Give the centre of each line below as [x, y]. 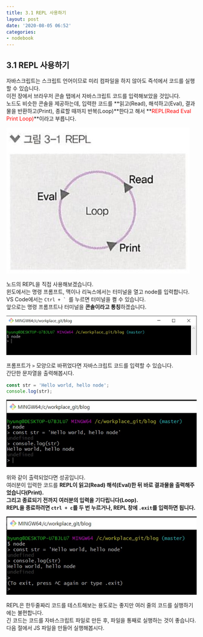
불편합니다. [31, 613]
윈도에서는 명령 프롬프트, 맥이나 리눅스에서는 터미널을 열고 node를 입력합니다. [98, 292]
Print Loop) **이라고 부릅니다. [41, 119]
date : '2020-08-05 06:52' [39, 25]
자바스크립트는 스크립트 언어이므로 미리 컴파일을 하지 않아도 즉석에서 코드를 [95, 80]
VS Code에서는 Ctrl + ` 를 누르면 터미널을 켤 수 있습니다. [76, 299]
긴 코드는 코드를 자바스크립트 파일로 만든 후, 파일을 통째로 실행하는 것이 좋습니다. [101, 621]
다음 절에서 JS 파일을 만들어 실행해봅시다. [55, 628]
